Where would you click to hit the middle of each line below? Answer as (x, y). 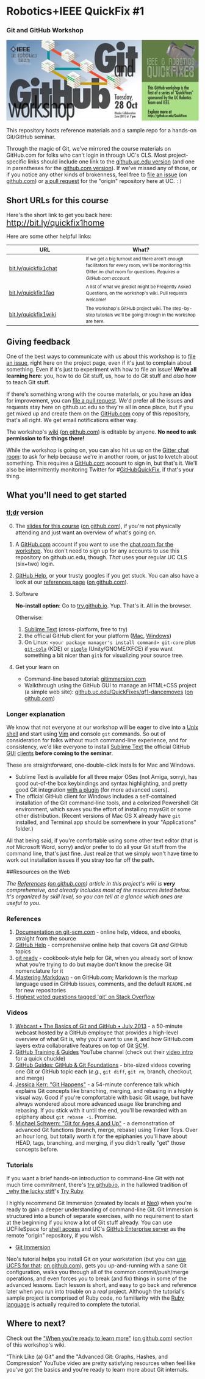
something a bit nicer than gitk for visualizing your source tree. (104, 655)
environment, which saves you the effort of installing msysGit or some (103, 809)
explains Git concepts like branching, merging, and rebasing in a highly (104, 1091)
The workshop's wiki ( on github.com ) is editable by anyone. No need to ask (101, 432)
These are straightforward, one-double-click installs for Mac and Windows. (101, 765)
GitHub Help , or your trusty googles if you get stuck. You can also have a (107, 575)
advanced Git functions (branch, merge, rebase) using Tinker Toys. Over (106, 1130)
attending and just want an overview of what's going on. (86, 532)
